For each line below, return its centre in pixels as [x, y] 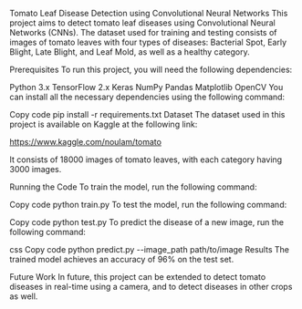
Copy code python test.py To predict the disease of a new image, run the [147, 222]
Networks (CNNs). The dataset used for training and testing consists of [143, 32]
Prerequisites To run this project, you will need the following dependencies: [151, 69]
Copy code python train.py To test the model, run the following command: [148, 205]
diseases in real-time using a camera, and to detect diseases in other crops [151, 287]
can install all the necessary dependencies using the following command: [147, 97]
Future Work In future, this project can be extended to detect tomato [138, 277]
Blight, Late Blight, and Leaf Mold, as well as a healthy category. [130, 52]
